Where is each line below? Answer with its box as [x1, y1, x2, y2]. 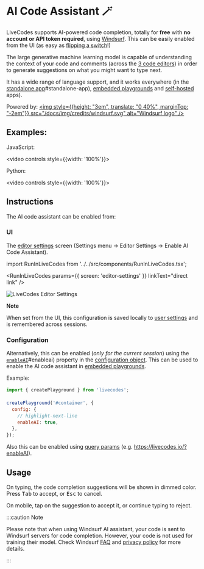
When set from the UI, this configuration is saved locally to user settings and [6, 314, 199, 321]
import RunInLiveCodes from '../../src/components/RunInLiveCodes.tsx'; [6, 260, 187, 267]
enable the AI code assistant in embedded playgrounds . [6, 363, 146, 370]
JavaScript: [6, 143, 35, 151]
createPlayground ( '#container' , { [6, 400, 94, 406]
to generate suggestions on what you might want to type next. [6, 66, 163, 73]
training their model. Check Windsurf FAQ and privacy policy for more [6, 538, 181, 546]
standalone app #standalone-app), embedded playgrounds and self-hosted [6, 84, 194, 92]
